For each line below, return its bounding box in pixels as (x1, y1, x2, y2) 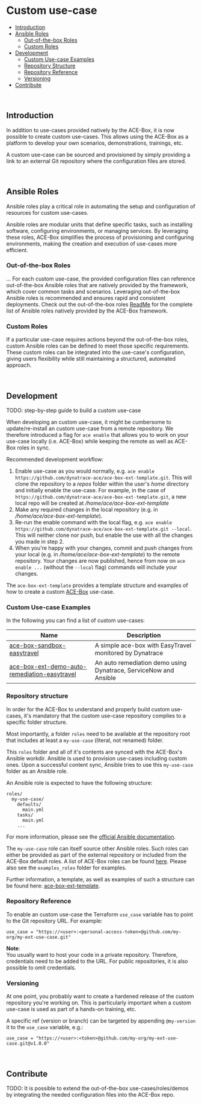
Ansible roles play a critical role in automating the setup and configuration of (6, 203, 195, 210)
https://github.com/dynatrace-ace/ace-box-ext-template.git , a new (14, 493, 187, 500)
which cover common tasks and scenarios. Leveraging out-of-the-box (6, 288, 180, 295)
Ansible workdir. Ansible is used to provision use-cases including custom (6, 755, 188, 762)
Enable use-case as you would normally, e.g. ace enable (14, 467, 155, 474)
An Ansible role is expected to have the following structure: (6, 779, 153, 786)
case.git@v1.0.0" (6, 1041, 50, 1047)
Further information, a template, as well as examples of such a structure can (6, 875, 195, 883)
